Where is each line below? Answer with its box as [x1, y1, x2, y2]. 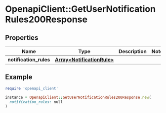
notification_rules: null [9, 99, 63, 104]
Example [5, 73, 33, 82]
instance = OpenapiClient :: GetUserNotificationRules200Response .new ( [5, 95, 152, 100]
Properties [5, 33, 39, 42]
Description [118, 48, 147, 55]
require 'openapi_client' [5, 86, 58, 91]
